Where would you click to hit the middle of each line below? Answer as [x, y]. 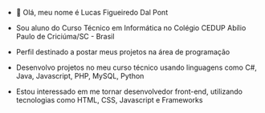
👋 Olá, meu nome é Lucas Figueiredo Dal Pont [92, 12]
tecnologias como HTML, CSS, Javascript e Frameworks [109, 100]
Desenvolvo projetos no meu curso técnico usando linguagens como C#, [136, 67]
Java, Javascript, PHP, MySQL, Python [80, 76]
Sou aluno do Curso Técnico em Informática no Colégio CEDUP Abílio [131, 28]
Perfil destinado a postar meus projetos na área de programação [123, 52]
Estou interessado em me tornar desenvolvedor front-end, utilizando [129, 91]
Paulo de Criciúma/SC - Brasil [65, 36]
